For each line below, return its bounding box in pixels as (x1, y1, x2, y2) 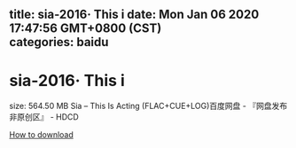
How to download (9, 129, 74, 140)
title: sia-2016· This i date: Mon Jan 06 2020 (9, 7, 260, 22)
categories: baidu (9, 35, 109, 50)
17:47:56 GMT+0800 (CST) (9, 21, 162, 36)
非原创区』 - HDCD (9, 112, 80, 122)
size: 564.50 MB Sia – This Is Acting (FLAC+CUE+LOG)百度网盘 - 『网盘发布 (9, 101, 288, 112)
